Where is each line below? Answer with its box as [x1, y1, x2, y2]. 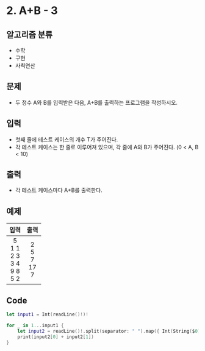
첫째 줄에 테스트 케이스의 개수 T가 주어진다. [15, 135, 118, 143]
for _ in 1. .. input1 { [6, 322, 64, 328]
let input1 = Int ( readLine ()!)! [6, 311, 88, 317]
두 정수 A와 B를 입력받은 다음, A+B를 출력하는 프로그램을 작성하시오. [15, 99, 178, 106]
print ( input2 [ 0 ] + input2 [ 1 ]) [17, 333, 95, 340]
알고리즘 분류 [6, 29, 53, 40]
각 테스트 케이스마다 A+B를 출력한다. [15, 186, 103, 194]
